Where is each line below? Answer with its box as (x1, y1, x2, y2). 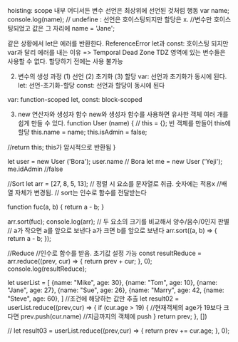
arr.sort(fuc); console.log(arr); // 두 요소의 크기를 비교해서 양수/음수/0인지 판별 (7, 217, 230, 226)
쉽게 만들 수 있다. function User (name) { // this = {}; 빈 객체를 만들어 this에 (17, 119, 232, 127)
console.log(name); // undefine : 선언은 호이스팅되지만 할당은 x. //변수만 (7, 15, 212, 24)
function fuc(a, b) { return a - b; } (7, 202, 105, 211)
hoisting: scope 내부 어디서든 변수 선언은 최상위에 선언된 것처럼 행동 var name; (7, 6, 230, 14)
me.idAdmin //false (7, 165, 63, 173)
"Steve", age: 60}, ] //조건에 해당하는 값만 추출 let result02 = (7, 294, 180, 303)
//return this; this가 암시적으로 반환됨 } (7, 143, 116, 151)
